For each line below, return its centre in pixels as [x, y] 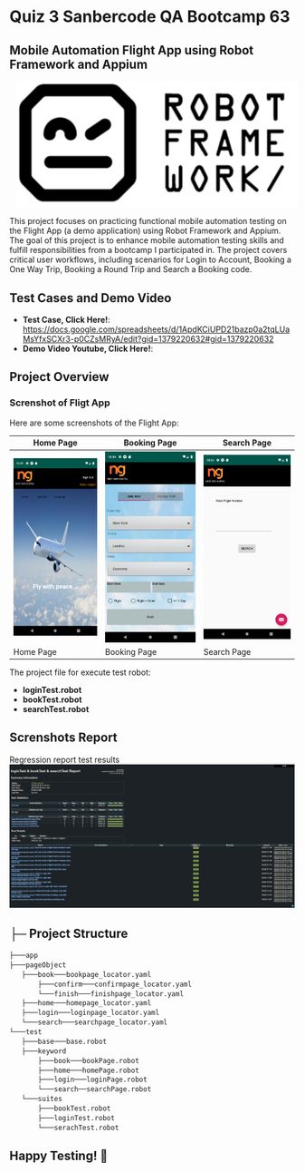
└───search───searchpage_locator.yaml [95, 1022]
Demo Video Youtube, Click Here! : [88, 349]
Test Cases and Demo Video [91, 298]
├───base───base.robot [64, 1041]
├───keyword [44, 1051]
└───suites [42, 1099]
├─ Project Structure [69, 933]
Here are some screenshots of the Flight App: [94, 423]
